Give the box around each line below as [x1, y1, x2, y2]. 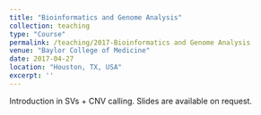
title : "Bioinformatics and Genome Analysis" [9, 12, 182, 22]
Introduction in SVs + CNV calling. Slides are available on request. [9, 95, 253, 106]
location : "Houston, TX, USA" [9, 63, 123, 72]
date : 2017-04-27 [9, 54, 74, 63]
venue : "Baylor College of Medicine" [9, 46, 151, 55]
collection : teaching [9, 21, 91, 30]
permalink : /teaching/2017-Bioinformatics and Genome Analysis [9, 37, 251, 47]
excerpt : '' [9, 71, 54, 80]
